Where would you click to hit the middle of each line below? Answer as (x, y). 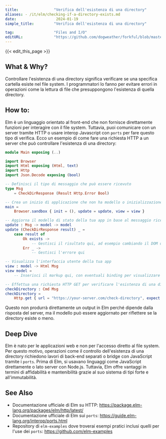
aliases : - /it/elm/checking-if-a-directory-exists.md (63, 14)
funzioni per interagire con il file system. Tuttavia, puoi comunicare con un (81, 127)
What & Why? (26, 67)
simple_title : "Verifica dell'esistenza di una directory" (76, 24)
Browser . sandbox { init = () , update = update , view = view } (79, 211)
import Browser (21, 161)
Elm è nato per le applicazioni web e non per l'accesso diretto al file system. (83, 346)
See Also (19, 393)
